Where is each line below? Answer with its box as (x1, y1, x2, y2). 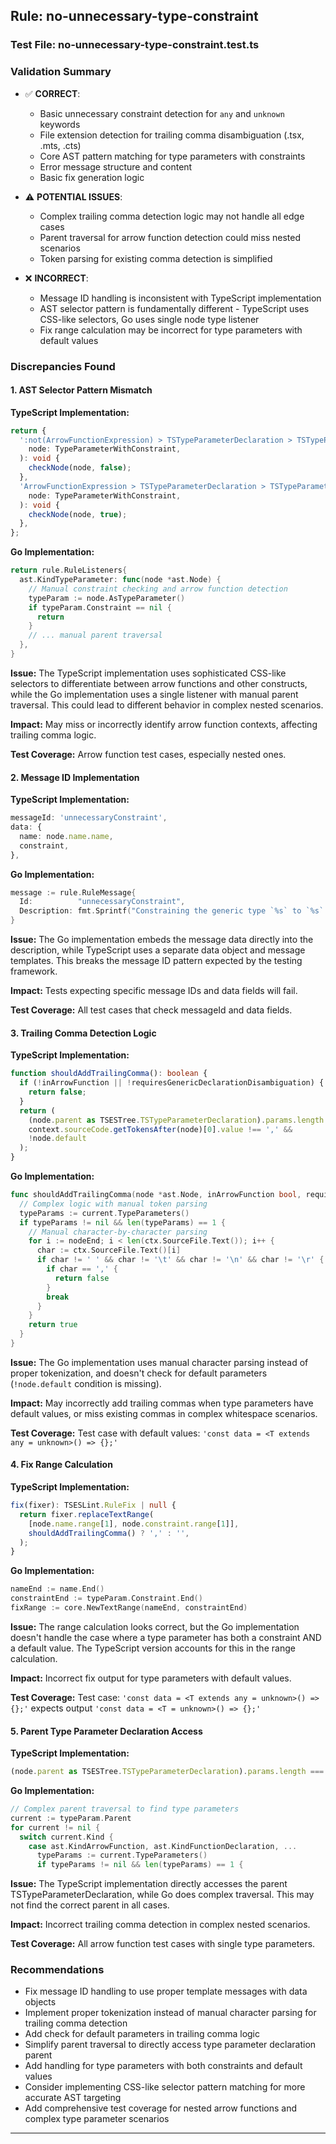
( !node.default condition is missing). (10, 1377, 162, 1389)
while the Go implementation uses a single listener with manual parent (10, 688, 299, 700)
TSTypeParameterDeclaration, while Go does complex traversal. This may (10, 1889, 315, 1901)
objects (24, 1996, 57, 2008)
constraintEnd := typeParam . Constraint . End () (10, 1594, 203, 1604)
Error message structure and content (39, 160, 193, 173)
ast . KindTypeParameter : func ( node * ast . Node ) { (19, 575, 222, 585)
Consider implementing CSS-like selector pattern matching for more (24, 2081, 306, 2093)
